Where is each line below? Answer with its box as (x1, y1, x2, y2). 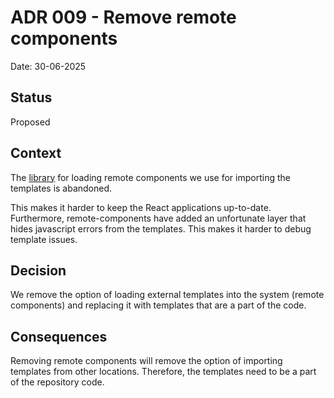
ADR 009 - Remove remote (10, 6, 237, 29)
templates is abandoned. (10, 182, 113, 194)
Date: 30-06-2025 (10, 60, 87, 72)
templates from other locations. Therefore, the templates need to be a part (10, 366, 317, 378)
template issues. (10, 233, 78, 245)
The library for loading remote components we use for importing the (10, 171, 291, 183)
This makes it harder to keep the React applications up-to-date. (10, 201, 272, 213)
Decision (10, 262, 67, 279)
